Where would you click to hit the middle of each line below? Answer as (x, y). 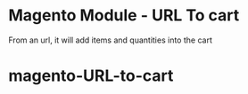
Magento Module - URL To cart (124, 16)
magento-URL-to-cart (91, 76)
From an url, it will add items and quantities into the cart (111, 40)
